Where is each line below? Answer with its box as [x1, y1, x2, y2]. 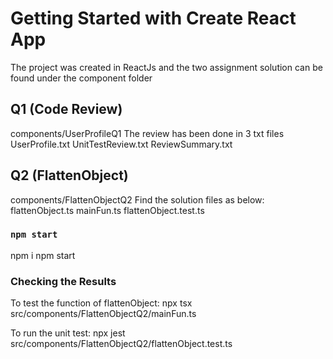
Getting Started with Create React [10, 7, 297, 30]
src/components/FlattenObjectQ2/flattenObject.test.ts [10, 338, 233, 350]
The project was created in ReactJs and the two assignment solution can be [10, 61, 323, 73]
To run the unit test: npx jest [10, 327, 126, 339]
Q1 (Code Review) [10, 101, 123, 118]
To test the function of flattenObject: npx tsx [10, 297, 193, 309]
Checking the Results [10, 274, 117, 288]
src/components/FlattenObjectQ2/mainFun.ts [10, 308, 197, 320]
